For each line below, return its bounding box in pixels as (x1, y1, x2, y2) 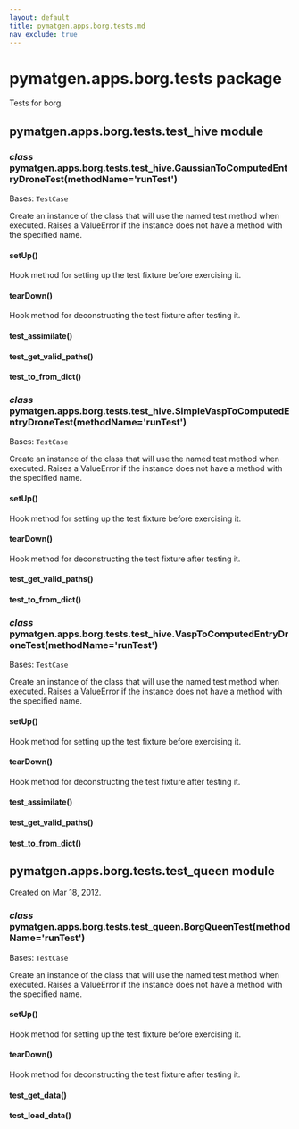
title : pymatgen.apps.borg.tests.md (9, 21, 145, 30)
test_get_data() (9, 1090, 67, 1100)
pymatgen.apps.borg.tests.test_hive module (9, 123, 264, 139)
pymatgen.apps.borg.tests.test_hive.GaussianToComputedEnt (9, 162, 288, 174)
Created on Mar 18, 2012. (9, 887, 102, 898)
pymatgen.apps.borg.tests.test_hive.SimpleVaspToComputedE (9, 405, 290, 417)
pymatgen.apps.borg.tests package (9, 68, 283, 88)
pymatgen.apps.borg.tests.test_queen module (9, 864, 275, 879)
